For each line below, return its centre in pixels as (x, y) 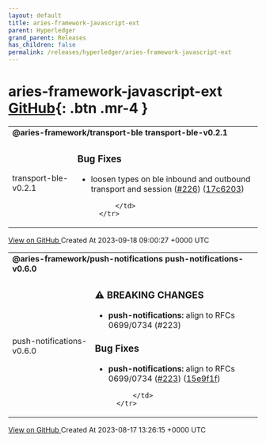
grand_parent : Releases (47, 38)
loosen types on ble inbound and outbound (171, 179)
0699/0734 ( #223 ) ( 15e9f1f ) (164, 379)
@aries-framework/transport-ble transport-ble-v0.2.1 (120, 132)
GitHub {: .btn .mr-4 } (78, 109)
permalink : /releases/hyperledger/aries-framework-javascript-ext (120, 52)
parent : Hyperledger (42, 30)
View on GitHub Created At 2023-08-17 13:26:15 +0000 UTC (107, 429)
